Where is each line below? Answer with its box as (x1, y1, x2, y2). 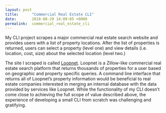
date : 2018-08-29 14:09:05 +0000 (5, 16, 88, 21)
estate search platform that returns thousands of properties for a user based (5, 65, 161, 71)
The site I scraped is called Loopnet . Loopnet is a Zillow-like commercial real (5, 60, 162, 66)
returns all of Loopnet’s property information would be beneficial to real (5, 76, 151, 82)
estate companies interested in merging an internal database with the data (5, 81, 157, 87)
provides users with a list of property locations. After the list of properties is (5, 40, 160, 46)
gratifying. (5, 102, 26, 108)
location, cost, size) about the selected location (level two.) (5, 51, 126, 56)
